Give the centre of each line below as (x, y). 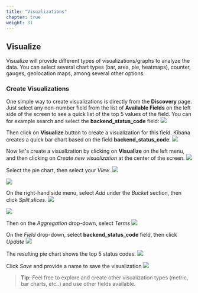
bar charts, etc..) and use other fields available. (78, 284)
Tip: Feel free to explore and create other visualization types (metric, (104, 278)
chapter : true (24, 17)
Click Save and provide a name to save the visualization (74, 266)
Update (15, 242)
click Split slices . (26, 200)
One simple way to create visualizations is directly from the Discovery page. (99, 102)
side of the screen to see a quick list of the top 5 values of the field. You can (99, 114)
